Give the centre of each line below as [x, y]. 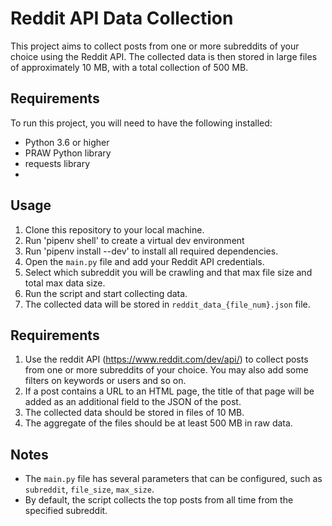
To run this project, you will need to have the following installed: [141, 123]
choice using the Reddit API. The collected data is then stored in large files [164, 56]
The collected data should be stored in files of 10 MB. [134, 413]
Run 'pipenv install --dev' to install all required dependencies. [151, 251]
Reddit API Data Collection [122, 18]
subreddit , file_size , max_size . [89, 489]
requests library [57, 163]
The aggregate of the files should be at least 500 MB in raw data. [158, 423]
